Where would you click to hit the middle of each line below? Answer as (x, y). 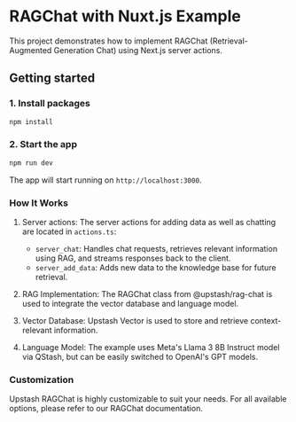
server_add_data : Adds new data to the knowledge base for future (156, 267)
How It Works (39, 203)
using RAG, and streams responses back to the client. (133, 258)
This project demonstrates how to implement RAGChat (109, 41)
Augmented (31, 50)
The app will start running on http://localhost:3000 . (105, 180)
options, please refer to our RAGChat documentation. (106, 409)
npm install (31, 121)
